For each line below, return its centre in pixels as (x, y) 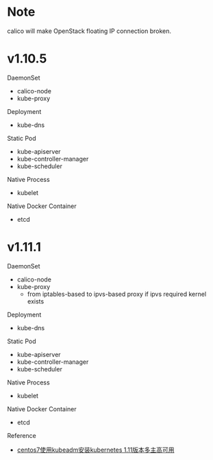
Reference (22, 435)
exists (36, 301)
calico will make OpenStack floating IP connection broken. (89, 31)
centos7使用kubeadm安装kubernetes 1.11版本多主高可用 (96, 450)
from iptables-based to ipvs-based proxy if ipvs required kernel (117, 294)
